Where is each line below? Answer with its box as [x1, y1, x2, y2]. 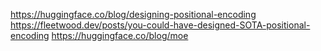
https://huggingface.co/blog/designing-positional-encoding [10, 9, 257, 20]
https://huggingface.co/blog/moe [51, 30, 189, 41]
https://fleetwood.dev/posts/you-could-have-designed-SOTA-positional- [10, 19, 311, 31]
